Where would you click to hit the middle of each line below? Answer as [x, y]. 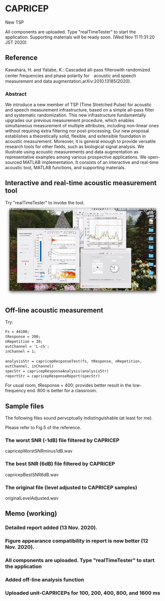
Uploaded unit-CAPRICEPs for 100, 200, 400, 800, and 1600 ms [83, 593]
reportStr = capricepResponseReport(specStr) [52, 376]
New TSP [15, 22]
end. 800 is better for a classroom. [62, 391]
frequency [16, 391]
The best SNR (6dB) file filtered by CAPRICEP [60, 464]
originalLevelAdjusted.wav [32, 498]
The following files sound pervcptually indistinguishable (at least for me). [79, 418]
